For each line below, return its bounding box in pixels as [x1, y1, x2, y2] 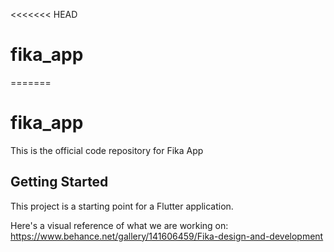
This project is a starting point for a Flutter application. [10, 200, 234, 212]
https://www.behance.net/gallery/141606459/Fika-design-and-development [10, 230, 324, 242]
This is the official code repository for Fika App [10, 144, 204, 156]
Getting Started [10, 174, 109, 191]
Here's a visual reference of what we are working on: [10, 219, 229, 231]
